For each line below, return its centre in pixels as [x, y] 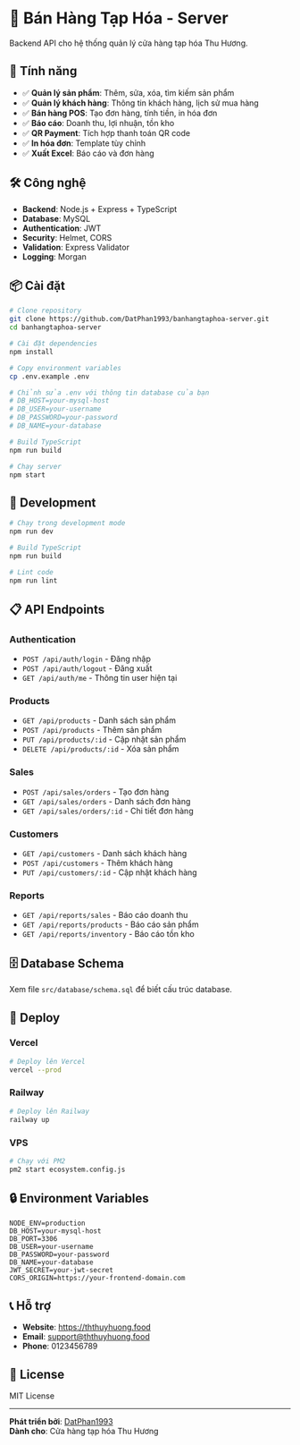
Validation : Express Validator [75, 247]
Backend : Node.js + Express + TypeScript [100, 208]
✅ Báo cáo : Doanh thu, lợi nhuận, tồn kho [98, 123]
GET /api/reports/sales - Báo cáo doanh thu [105, 915]
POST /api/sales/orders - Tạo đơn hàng [96, 792]
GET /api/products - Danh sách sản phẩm [99, 720]
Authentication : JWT [62, 228]
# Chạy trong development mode [67, 523]
